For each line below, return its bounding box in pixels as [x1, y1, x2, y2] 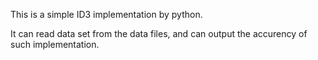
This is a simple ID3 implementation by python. [10, 9, 203, 20]
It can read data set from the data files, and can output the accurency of [10, 28, 308, 39]
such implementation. [10, 39, 100, 50]
